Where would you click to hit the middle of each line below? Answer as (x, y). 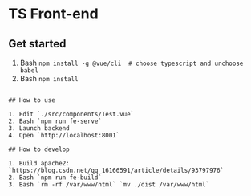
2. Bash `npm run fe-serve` (55, 121)
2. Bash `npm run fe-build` (55, 178)
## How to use (32, 100)
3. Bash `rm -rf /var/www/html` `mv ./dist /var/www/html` (109, 185)
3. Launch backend (39, 129)
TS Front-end (53, 14)
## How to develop (39, 149)
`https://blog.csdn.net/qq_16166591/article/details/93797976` (116, 170)
